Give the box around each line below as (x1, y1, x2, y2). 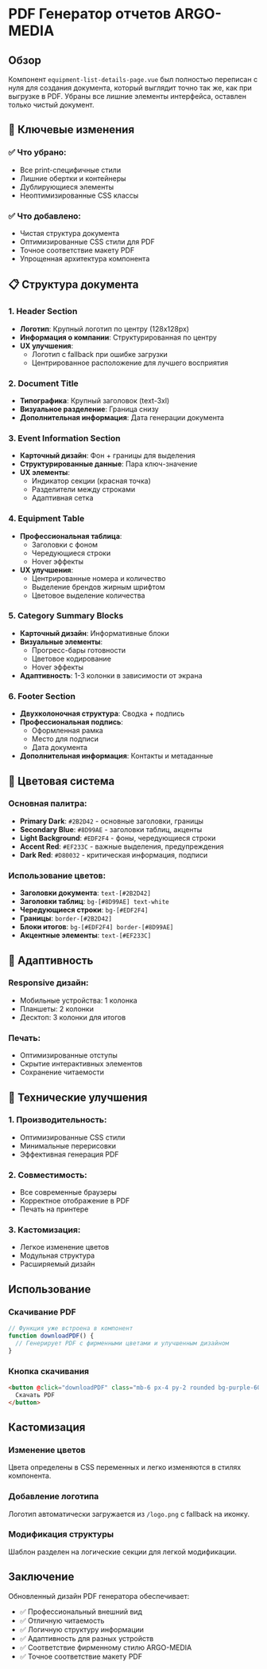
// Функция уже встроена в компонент (8, 1325, 133, 1333)
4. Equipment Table (8, 513, 85, 524)
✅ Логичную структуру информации (19, 1624, 145, 1634)
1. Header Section (8, 306, 78, 317)
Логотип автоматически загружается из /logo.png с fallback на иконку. (8, 1509, 250, 1518)
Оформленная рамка (31, 726, 103, 736)
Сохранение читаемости (19, 1067, 105, 1077)
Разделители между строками (31, 485, 136, 494)
